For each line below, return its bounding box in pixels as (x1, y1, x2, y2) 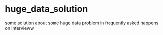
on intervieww (5, 25, 34, 31)
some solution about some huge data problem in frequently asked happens (5, 20, 159, 26)
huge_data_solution (5, 3, 88, 15)
